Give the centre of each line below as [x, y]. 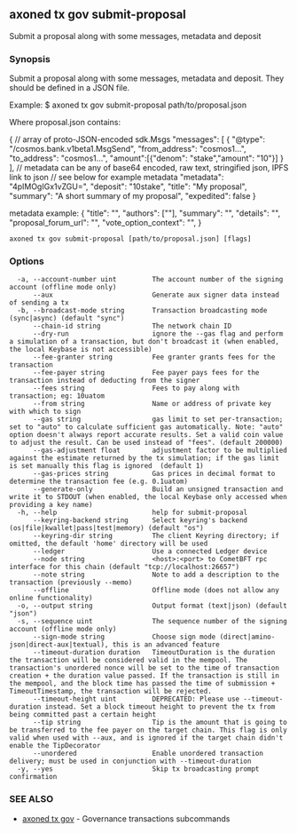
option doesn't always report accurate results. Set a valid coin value [146, 435]
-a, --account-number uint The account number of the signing [150, 280]
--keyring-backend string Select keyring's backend [140, 520]
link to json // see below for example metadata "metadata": [117, 178]
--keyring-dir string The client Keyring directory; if [156, 536]
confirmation [33, 777]
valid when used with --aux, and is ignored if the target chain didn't [146, 738]
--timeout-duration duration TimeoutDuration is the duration [154, 653]
